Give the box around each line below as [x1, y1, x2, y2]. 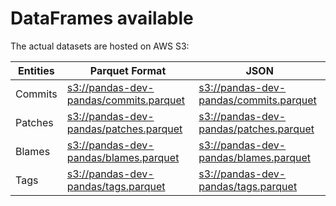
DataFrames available [10, 7, 194, 30]
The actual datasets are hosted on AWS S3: [10, 40, 190, 52]
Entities [18, 63, 55, 77]
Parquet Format [89, 63, 167, 77]
